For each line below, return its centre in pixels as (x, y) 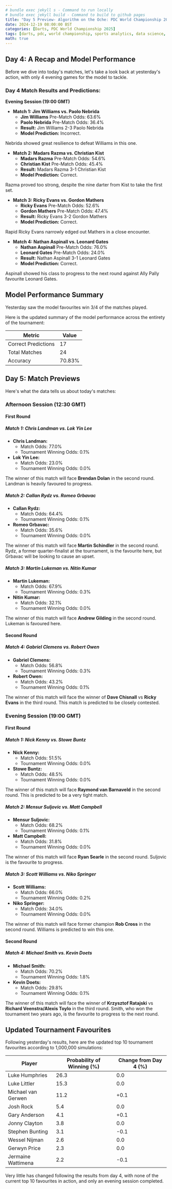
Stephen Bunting (28, 1132)
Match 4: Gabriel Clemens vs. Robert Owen (52, 647)
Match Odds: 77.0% (41, 447)
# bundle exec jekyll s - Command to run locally (59, 10)
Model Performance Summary (55, 295)
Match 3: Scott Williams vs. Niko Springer (51, 874)
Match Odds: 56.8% (41, 665)
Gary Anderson (26, 1115)
